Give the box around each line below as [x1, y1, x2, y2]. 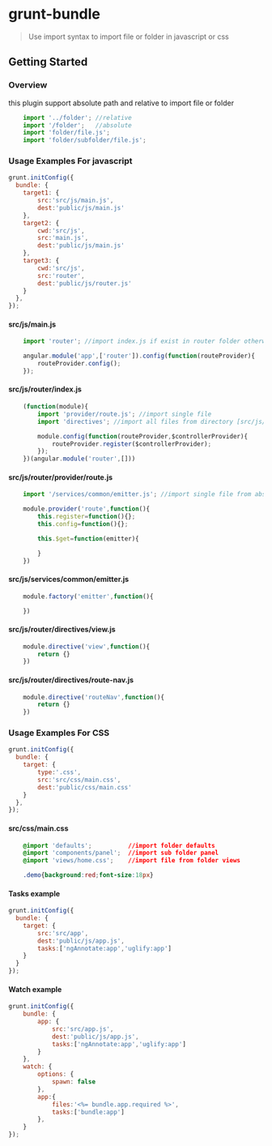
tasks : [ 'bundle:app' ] [51, 1108, 125, 1116]
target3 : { [23, 257, 60, 265]
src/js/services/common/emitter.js [8, 575, 130, 584]
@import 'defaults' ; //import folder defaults [23, 841, 216, 849]
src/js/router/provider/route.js [8, 472, 113, 482]
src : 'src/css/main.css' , [37, 776, 121, 784]
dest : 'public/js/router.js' [37, 279, 132, 288]
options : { [37, 1071, 74, 1079]
